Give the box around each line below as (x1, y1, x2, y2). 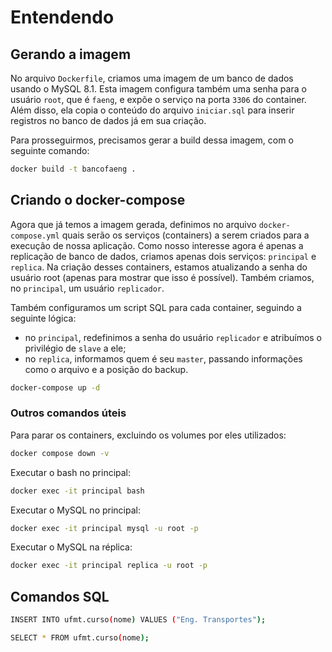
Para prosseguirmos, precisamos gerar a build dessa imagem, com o (10, 134, 294, 146)
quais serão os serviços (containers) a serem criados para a (61, 229, 310, 241)
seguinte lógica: (10, 312, 77, 324)
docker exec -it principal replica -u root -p (10, 561, 208, 571)
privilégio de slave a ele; (24, 342, 127, 354)
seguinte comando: (10, 145, 90, 156)
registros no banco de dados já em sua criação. (10, 115, 207, 126)
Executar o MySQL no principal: (10, 504, 141, 516)
